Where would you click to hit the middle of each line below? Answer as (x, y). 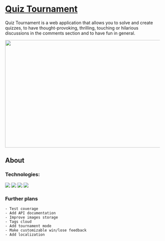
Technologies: (23, 175)
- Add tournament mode (28, 226)
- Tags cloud (18, 222)
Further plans (22, 199)
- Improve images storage (31, 217)
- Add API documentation (30, 213)
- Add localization (25, 235)
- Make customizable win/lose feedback (46, 230)
